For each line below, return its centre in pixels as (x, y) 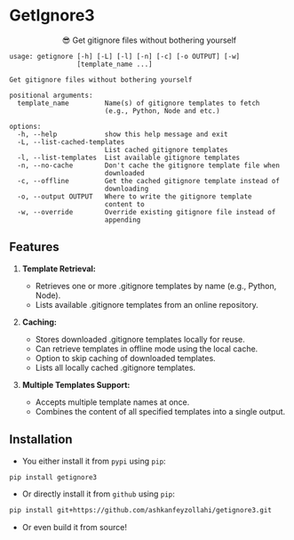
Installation (41, 440)
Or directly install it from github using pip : (99, 494)
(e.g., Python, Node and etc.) (162, 111)
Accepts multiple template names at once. (112, 402)
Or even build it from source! (74, 528)
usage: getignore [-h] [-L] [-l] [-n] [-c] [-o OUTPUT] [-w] (125, 56)
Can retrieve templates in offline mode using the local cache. (147, 349)
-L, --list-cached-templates (71, 142)
